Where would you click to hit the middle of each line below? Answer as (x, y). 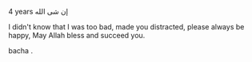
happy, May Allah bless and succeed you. (77, 35)
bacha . (21, 50)
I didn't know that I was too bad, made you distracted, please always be (126, 27)
